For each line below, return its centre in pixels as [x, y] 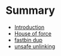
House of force [33, 33]
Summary [30, 11]
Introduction [29, 27]
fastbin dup [28, 40]
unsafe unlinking [35, 46]
